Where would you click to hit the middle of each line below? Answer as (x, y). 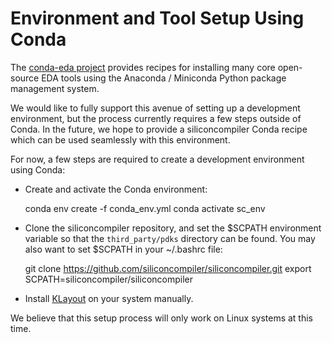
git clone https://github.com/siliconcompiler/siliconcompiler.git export (168, 268)
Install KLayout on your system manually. (109, 298)
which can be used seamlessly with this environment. (120, 139)
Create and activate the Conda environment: (116, 189)
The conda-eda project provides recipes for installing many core (143, 67)
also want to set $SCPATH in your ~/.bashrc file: (123, 249)
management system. (55, 88)
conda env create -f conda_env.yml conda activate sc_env (145, 208)
